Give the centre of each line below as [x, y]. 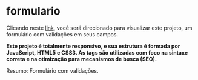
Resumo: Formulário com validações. [52, 70]
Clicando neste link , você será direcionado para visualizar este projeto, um [99, 28]
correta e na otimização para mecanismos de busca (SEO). [82, 59]
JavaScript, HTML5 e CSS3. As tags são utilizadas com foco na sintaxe [97, 52]
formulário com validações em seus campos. [62, 34]
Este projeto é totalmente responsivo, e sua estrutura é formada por [93, 46]
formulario [33, 11]
